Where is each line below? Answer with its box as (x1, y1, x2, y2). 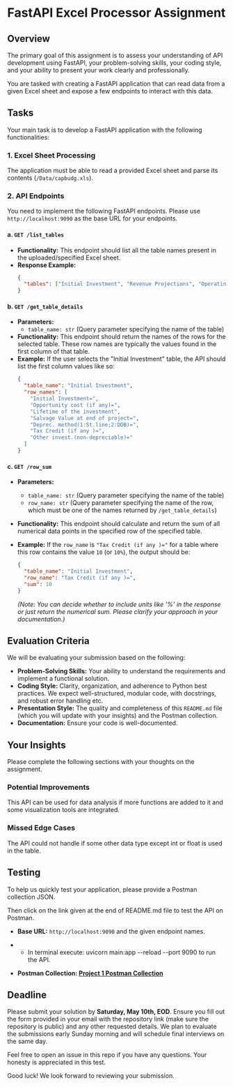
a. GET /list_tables (7, 230, 65, 239)
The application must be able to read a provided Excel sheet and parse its (7, 166, 218, 175)
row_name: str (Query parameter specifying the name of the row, (27, 499, 214, 507)
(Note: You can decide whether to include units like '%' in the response (17, 600, 221, 608)
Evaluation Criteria (7, 635, 90, 647)
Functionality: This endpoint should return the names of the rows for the (17, 333, 226, 341)
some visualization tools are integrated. (7, 806, 120, 814)
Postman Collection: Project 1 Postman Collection (17, 968, 163, 977)
